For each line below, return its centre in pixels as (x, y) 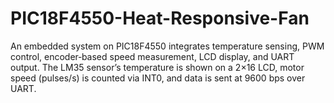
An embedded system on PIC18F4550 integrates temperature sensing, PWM (167, 46)
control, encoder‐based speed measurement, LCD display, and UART (152, 56)
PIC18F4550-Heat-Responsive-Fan (160, 18)
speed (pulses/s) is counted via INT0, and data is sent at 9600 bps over (158, 78)
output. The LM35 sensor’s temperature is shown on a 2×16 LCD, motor (157, 67)
